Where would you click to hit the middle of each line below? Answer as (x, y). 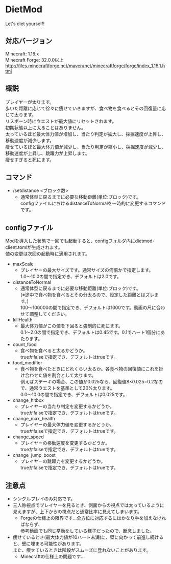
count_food (25, 344)
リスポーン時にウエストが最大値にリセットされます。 (61, 121)
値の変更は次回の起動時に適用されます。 (48, 254)
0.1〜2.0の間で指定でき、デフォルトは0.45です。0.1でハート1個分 (88, 333)
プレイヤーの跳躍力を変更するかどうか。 (63, 461)
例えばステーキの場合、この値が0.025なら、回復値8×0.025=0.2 (87, 382)
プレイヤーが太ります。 (30, 102)
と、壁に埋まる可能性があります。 (48, 543)
